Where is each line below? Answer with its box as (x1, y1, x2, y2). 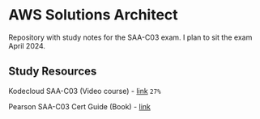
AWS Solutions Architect (8, 6, 178, 24)
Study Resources (8, 65, 97, 79)
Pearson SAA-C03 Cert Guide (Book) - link (8, 101, 151, 111)
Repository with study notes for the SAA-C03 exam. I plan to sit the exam (8, 32, 253, 42)
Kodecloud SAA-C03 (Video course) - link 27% (8, 86, 161, 96)
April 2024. (8, 40, 46, 50)
